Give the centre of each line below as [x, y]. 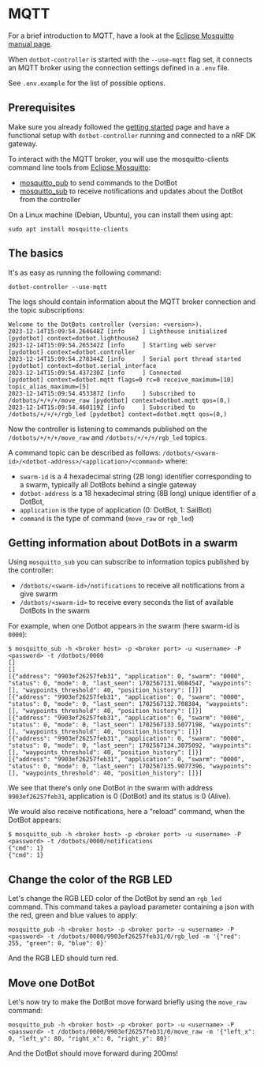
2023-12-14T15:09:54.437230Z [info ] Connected [95, 373]
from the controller [50, 199]
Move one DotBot [52, 983]
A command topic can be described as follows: [85, 452]
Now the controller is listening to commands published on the [108, 429]
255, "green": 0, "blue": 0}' [58, 944]
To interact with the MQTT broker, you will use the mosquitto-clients [119, 159]
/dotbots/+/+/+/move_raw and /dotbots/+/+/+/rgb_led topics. [108, 437]
